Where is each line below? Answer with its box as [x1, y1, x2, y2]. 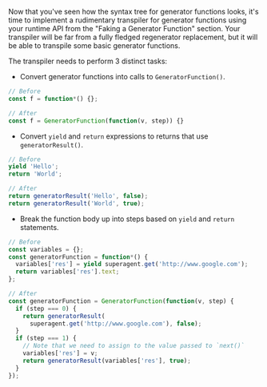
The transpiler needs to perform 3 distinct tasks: [8, 56, 168, 66]
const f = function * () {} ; [8, 95, 98, 103]
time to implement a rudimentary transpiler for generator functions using [8, 15, 247, 25]
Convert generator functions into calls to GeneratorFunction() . [19, 72, 225, 81]
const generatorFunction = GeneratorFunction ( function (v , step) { [8, 296, 234, 305]
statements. [19, 222, 59, 232]
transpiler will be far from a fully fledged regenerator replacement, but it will [8, 32, 258, 42]
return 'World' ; [8, 170, 62, 179]
